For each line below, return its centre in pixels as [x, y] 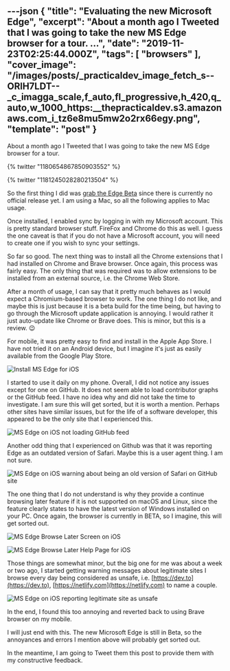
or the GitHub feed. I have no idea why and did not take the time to [101, 397]
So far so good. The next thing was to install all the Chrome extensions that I [115, 256]
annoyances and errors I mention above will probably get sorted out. [104, 639]
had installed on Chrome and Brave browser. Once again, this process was [113, 263]
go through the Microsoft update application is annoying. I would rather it [111, 313]
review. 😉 [21, 328]
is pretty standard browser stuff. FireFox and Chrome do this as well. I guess [115, 228]
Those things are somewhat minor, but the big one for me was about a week [115, 563]
